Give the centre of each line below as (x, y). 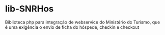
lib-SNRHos (29, 9)
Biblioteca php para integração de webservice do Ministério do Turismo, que (82, 22)
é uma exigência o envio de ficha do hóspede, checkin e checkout (72, 27)
